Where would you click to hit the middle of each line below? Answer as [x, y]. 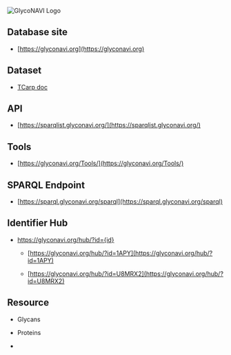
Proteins [29, 332]
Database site [37, 32]
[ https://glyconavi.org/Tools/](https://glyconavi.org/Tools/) [100, 163]
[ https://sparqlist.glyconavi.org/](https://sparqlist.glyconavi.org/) [109, 125]
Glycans [29, 319]
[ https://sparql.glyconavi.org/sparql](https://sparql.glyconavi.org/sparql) [120, 202]
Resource [28, 303]
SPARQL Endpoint [46, 185]
